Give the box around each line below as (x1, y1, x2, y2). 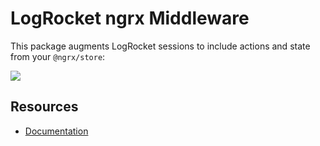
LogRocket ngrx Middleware (10, 7, 250, 30)
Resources (10, 98, 79, 116)
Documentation (24, 125, 89, 137)
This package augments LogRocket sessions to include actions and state (10, 40, 311, 52)
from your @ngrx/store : (10, 50, 106, 62)
